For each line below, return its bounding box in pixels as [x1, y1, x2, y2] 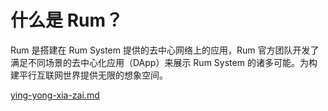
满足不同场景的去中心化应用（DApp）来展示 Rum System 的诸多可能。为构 [10, 56, 318, 68]
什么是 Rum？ [10, 9, 124, 32]
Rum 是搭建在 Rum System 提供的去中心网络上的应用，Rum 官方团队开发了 [10, 44, 320, 56]
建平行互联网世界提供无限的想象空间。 [10, 69, 168, 81]
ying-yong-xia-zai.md [10, 89, 100, 101]
